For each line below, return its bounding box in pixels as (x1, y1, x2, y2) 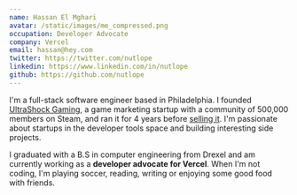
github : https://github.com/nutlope (9, 71, 145, 79)
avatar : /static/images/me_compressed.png (9, 21, 168, 30)
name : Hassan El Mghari (9, 12, 98, 22)
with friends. (9, 177, 56, 188)
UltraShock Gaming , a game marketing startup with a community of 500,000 (9, 103, 289, 115)
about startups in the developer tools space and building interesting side (9, 123, 274, 133)
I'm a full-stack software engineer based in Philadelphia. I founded (9, 94, 253, 105)
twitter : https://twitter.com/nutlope (9, 54, 152, 63)
